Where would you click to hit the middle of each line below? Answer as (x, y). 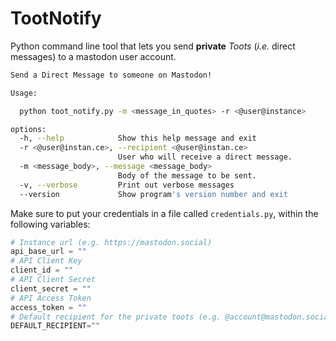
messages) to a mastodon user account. (93, 56)
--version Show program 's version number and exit (153, 194)
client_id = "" (42, 270)
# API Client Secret (53, 280)
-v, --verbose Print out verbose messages (127, 185)
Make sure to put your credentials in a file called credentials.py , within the (164, 213)
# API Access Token (51, 298)
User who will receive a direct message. (205, 157)
